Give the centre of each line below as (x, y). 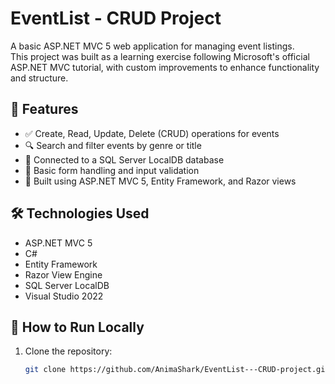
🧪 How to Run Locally (77, 327)
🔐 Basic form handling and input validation (112, 170)
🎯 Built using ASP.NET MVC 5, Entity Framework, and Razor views (160, 181)
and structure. (39, 78)
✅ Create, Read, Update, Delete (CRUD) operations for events (152, 133)
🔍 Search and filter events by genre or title (113, 145)
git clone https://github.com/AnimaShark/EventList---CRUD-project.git (177, 370)
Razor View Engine (63, 274)
